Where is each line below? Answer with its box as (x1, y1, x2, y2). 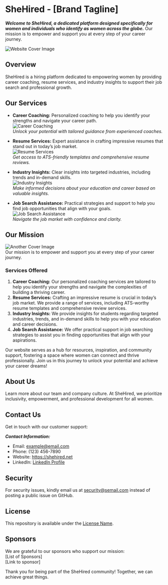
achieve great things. (5, 573, 49, 580)
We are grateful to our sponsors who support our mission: (5, 548, 125, 554)
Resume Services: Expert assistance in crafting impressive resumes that (12, 138, 163, 144)
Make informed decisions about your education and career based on (12, 185, 155, 191)
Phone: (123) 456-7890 (12, 449, 61, 455)
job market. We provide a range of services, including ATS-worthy (12, 300, 149, 306)
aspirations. (12, 337, 37, 343)
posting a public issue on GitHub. (5, 493, 74, 499)
